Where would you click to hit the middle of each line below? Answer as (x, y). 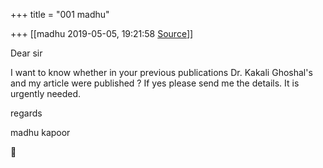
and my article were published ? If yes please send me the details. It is (155, 83)
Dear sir (26, 53)
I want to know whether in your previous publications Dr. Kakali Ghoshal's (161, 72)
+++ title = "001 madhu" (60, 14)
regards (26, 113)
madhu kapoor (40, 132)
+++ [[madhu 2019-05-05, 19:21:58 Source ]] (102, 33)
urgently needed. (46, 93)
